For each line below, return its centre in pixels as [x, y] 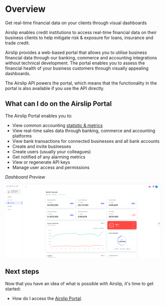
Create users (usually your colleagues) [51, 151]
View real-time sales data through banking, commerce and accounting [84, 131]
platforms [22, 136]
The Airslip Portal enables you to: [39, 116]
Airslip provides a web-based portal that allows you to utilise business [76, 52]
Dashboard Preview [25, 177]
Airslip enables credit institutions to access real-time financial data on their [81, 32]
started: [13, 289]
